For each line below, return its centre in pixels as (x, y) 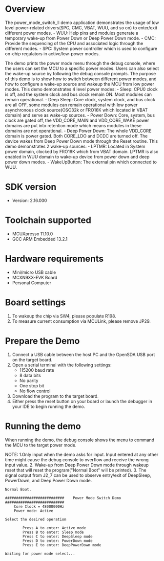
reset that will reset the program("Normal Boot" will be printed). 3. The (76, 470)
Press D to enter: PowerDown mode (58, 541)
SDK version (31, 187)
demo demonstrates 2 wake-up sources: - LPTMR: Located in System (75, 146)
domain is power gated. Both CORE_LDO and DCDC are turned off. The (76, 136)
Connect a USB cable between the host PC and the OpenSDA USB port (83, 354)
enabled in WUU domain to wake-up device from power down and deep (77, 157)
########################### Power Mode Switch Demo (63, 498)
